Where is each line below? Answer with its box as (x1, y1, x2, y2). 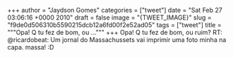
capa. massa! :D (7, 43, 54, 51)
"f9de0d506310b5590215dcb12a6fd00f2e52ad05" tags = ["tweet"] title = (7, 21, 222, 29)
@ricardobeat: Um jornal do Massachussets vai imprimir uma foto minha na (7, 36, 227, 44)
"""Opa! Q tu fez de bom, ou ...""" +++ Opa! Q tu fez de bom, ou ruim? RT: (7, 28, 222, 36)
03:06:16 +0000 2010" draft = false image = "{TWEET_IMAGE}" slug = (7, 13, 212, 22)
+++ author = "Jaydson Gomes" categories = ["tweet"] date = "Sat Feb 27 (7, 6, 222, 14)
